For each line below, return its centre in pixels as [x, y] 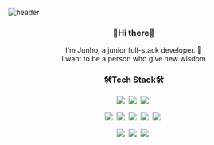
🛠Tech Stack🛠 [134, 80]
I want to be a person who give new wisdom [134, 59]
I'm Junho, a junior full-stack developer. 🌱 [134, 50]
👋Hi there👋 [134, 33]
